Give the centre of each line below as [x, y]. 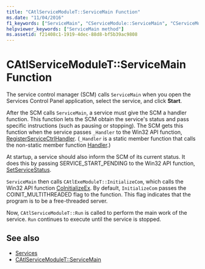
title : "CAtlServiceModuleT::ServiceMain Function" [73, 12]
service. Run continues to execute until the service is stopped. [84, 219]
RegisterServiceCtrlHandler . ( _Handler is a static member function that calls [101, 139]
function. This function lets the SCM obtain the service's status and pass [98, 119]
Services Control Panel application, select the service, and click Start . [94, 101]
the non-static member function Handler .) [59, 145]
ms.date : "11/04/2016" [35, 18]
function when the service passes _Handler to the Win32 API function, [94, 132]
